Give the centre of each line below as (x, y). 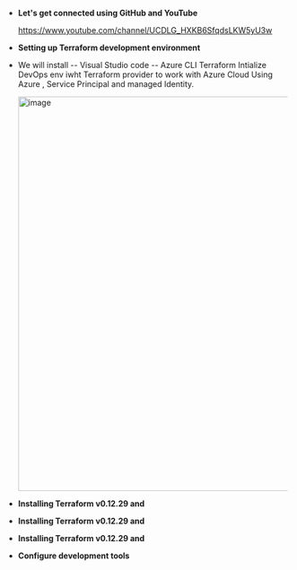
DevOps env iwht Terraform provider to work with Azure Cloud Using (145, 74)
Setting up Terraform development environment (109, 47)
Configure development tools (74, 556)
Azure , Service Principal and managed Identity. (106, 84)
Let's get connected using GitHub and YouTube (108, 13)
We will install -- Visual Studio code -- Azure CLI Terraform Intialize (142, 65)
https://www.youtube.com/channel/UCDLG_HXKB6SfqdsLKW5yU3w (145, 30)
